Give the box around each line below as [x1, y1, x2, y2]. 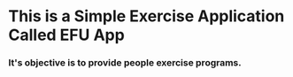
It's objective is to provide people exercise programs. [8, 57, 242, 69]
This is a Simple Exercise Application [8, 6, 285, 27]
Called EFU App [8, 25, 125, 45]
